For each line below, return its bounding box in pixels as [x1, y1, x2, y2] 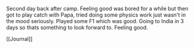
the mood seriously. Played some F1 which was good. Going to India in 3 [6, 18, 184, 24]
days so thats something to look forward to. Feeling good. [6, 24, 148, 31]
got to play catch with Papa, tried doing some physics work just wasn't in [6, 11, 186, 18]
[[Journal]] [6, 36, 33, 42]
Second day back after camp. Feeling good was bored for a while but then [6, 5, 189, 12]
